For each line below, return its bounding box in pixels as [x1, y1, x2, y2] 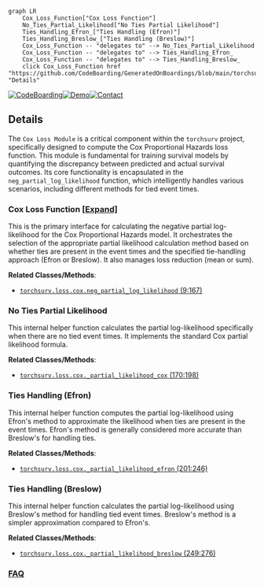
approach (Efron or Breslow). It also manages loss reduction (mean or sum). [8, 255, 254, 265]
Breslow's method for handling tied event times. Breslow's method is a [8, 510, 236, 519]
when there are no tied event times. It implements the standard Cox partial [8, 332, 248, 341]
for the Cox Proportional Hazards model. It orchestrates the [40, 230, 233, 239]
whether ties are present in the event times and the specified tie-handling [8, 247, 246, 256]
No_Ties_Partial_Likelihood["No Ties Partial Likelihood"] [22, 21, 220, 29]
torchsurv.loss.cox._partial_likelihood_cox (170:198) [19, 370, 199, 380]
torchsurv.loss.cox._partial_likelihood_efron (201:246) [19, 463, 208, 473]
